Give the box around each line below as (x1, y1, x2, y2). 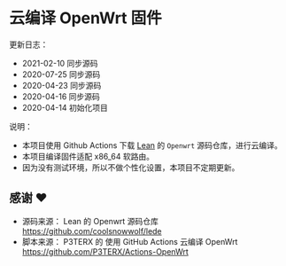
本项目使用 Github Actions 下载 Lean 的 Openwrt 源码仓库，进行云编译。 (21, 139, 283, 151)
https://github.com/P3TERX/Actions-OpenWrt (21, 246, 189, 257)
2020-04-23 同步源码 (21, 80, 102, 90)
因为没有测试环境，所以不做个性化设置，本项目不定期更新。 (21, 161, 240, 173)
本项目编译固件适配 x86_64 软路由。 (21, 151, 155, 161)
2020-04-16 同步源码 (21, 90, 100, 102)
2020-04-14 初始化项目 (21, 102, 108, 113)
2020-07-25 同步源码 (21, 68, 101, 80)
